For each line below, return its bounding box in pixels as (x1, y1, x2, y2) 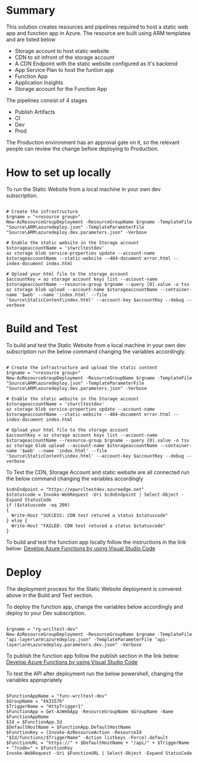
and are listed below (6, 36, 56, 43)
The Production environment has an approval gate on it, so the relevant (6, 138, 180, 146)
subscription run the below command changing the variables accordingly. (6, 348, 186, 355)
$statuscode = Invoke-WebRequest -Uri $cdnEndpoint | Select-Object (6, 492, 179, 497)
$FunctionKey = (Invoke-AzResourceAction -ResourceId (6, 729, 142, 735)
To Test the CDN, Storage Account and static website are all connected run (6, 468, 190, 476)
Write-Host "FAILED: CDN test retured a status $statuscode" (11, 522, 166, 529)
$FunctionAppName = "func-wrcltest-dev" (6, 693, 108, 699)
